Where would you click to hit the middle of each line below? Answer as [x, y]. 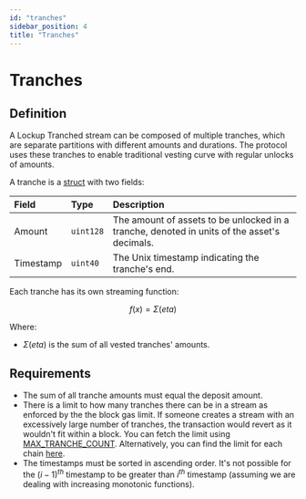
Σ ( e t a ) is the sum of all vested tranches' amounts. [116, 345]
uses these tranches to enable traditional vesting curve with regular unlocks [152, 155]
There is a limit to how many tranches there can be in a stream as [145, 405]
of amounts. [32, 164]
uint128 [88, 232]
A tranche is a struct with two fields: [77, 182]
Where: [23, 327]
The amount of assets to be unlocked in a [201, 220]
